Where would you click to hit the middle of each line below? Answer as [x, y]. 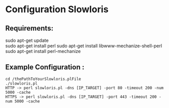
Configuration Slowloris [57, 9]
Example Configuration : [45, 67]
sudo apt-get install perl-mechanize [43, 51]
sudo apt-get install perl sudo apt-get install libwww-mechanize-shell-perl [84, 46]
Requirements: [29, 28]
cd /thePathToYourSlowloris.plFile [43, 79]
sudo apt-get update [27, 40]
